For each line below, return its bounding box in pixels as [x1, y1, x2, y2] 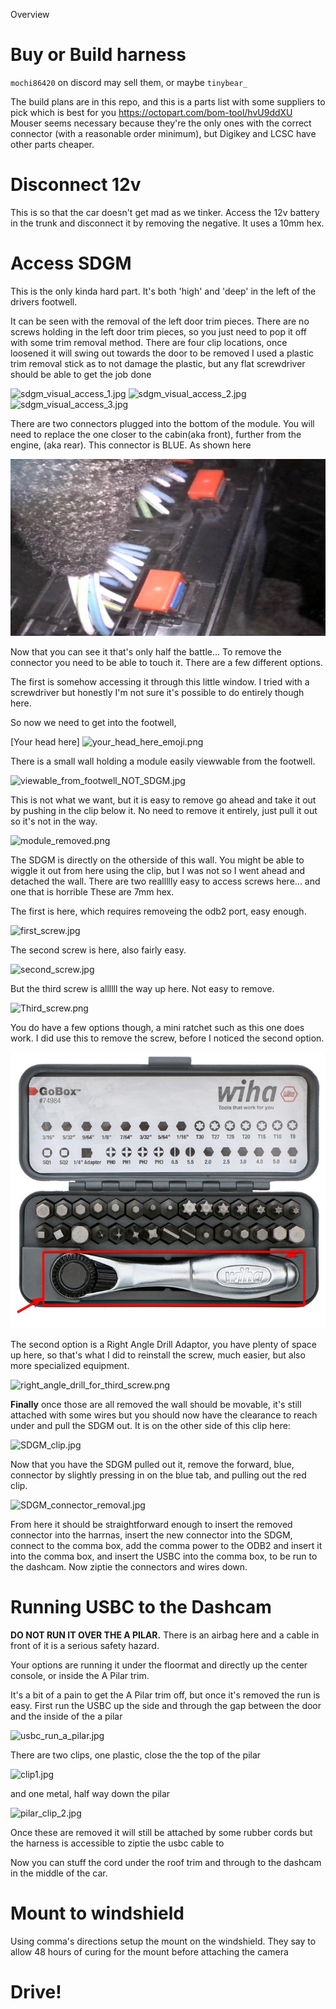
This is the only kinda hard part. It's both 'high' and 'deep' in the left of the [10, 285, 317, 297]
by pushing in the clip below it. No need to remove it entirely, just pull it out [10, 805, 318, 817]
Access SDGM [10, 252, 132, 275]
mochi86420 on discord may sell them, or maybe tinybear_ [10, 76, 248, 88]
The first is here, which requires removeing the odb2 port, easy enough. [10, 905, 307, 918]
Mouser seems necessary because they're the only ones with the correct [10, 117, 312, 129]
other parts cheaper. [10, 138, 95, 150]
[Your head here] [10, 736, 80, 748]
